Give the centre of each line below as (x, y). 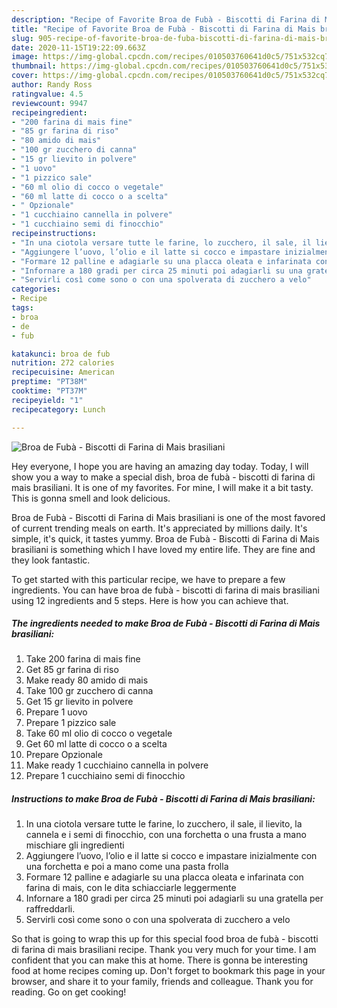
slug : (22, 38)
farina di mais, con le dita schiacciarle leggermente (131, 888)
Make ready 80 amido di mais (87, 680)
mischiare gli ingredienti (75, 845)
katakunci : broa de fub (61, 354)
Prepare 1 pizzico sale (71, 723)
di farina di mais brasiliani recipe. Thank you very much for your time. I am (164, 950)
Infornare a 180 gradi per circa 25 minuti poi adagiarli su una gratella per (174, 898)
